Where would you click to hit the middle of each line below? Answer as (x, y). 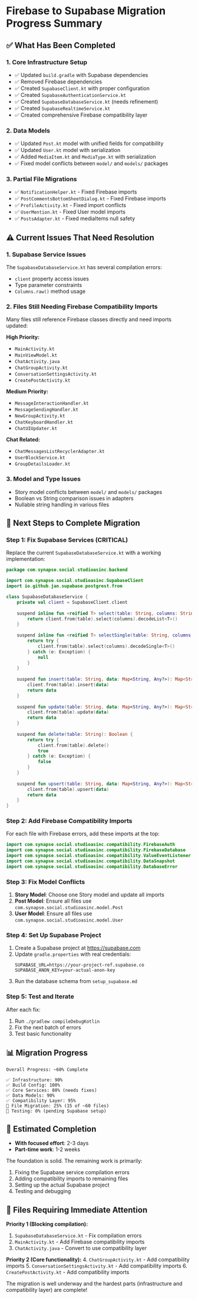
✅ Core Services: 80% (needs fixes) (52, 1090)
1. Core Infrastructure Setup (47, 62)
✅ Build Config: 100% (33, 1085)
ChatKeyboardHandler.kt (44, 422)
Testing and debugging (43, 1191)
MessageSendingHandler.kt (46, 410)
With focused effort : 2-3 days (52, 1143)
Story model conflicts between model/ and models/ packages (88, 492)
